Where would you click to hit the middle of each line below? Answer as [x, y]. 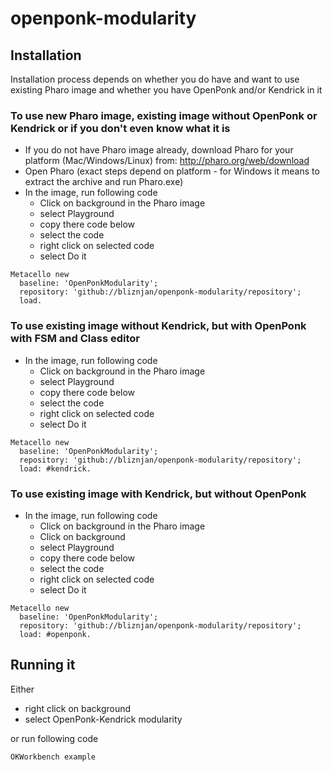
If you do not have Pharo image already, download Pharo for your [159, 150]
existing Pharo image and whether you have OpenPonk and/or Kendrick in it [166, 90]
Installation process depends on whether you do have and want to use [155, 79]
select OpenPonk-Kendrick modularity [103, 719]
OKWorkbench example [53, 757]
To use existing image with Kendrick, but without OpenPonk [158, 494]
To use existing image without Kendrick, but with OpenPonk [158, 326]
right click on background [78, 708]
